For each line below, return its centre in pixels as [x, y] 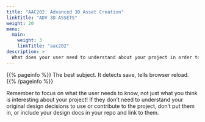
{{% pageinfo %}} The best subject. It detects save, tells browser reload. [98, 74]
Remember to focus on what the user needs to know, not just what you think [102, 93]
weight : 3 [30, 40]
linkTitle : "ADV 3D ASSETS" [42, 18]
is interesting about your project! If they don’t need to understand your [95, 99]
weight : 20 [20, 23]
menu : [13, 29]
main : [19, 35]
